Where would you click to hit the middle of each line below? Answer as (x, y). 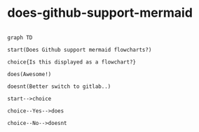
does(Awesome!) (29, 74)
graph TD (20, 37)
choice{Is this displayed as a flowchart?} (72, 62)
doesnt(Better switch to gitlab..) (59, 86)
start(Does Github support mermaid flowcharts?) (80, 50)
